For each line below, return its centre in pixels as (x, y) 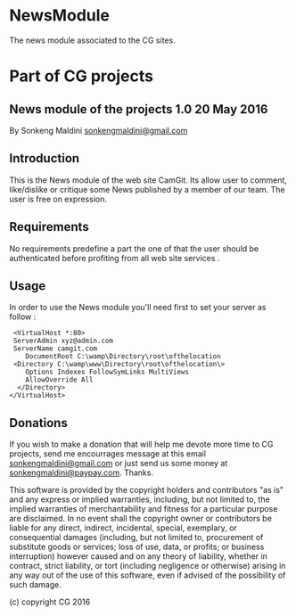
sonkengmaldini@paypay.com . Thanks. (82, 472)
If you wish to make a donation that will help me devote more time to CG (141, 444)
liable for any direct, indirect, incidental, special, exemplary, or (123, 528)
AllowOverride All (59, 380)
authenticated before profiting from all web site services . (115, 258)
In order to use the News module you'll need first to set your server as (138, 308)
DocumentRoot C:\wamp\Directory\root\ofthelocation (123, 357)
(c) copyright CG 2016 (50, 602)
